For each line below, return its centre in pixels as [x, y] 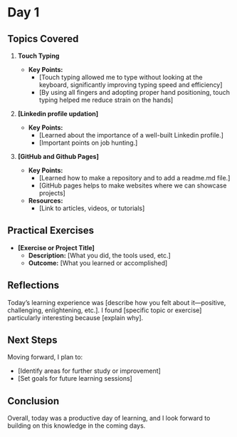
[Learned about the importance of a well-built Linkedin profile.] [131, 135]
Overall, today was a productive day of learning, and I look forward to [109, 418]
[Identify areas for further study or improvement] [89, 371]
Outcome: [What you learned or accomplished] [98, 263]
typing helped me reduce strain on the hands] [106, 100]
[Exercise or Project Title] [56, 247]
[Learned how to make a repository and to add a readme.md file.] [135, 178]
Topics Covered [43, 39]
